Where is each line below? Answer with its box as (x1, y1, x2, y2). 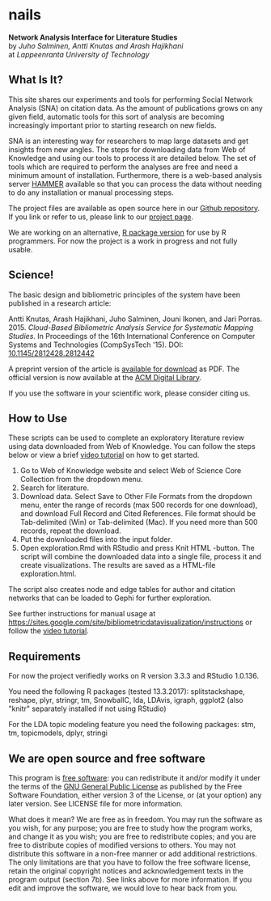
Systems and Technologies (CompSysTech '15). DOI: (8, 340, 184, 349)
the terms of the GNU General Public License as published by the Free (8, 782, 243, 791)
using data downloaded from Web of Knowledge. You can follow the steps (8, 442, 256, 451)
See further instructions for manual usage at (8, 609, 156, 619)
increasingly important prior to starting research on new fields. (8, 120, 217, 130)
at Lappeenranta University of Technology (8, 49, 150, 59)
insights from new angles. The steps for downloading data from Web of (8, 144, 246, 154)
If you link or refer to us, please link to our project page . (8, 212, 194, 222)
